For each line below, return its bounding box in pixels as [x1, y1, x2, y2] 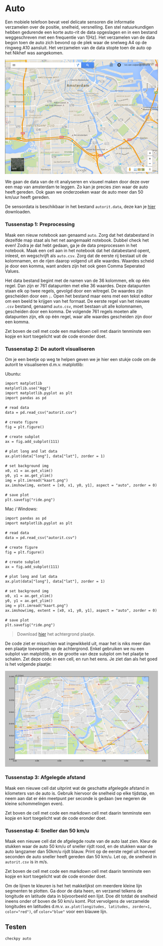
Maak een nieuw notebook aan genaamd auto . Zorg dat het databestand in [5, 232, 154, 238]
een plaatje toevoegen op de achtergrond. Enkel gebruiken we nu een [5, 646, 145, 652]
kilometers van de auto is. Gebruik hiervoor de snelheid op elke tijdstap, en [5, 790, 155, 796]
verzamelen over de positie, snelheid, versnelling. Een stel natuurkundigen [5, 24, 154, 30]
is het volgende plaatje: [5, 661, 52, 667]
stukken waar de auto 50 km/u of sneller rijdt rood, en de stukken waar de [5, 844, 153, 849]
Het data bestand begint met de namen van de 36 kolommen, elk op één [5, 277, 150, 283]
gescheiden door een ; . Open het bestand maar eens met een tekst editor [5, 293, 153, 299]
